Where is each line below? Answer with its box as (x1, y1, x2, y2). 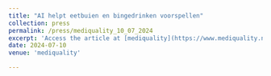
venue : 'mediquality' (8, 49, 81, 57)
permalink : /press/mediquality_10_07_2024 (8, 26, 153, 34)
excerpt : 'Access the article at (8, 34, 121, 42)
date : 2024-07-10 (8, 42, 67, 50)
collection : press (8, 19, 70, 27)
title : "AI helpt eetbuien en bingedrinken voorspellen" (8, 11, 204, 20)
